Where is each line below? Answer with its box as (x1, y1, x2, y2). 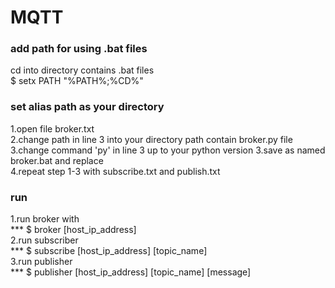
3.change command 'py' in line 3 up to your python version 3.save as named (10, 144, 326, 156)
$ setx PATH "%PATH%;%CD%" (10, 75, 144, 87)
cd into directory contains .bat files (10, 64, 155, 76)
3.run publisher (10, 256, 73, 268)
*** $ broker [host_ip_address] (10, 224, 137, 236)
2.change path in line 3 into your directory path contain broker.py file (10, 133, 293, 145)
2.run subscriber (10, 234, 79, 246)
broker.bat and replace (10, 154, 104, 166)
